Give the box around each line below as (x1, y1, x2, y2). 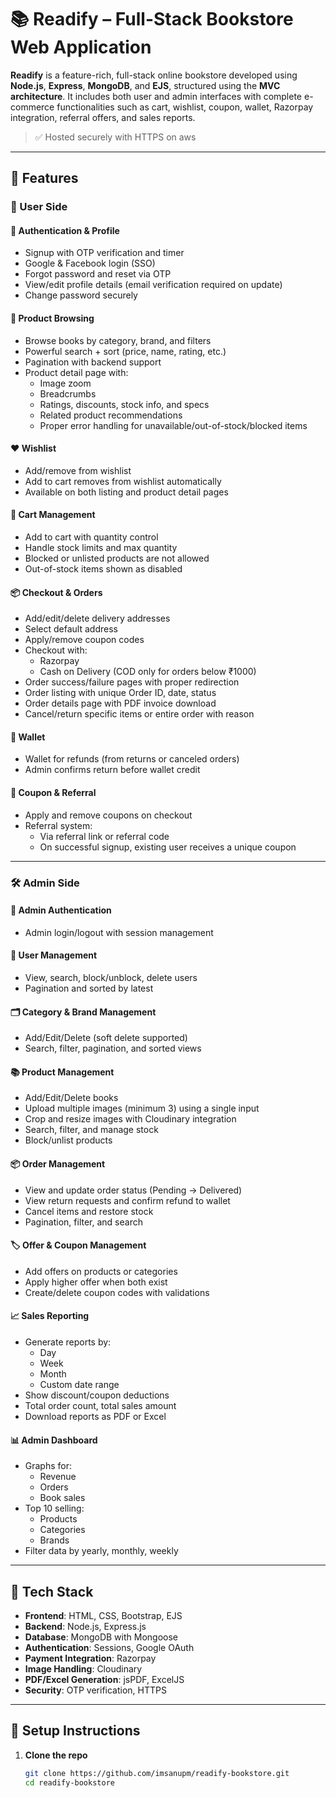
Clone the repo (24, 1749, 88, 1761)
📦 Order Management (10, 1158, 106, 1170)
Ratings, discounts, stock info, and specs (39, 398, 210, 410)
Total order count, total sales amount (24, 1400, 177, 1412)
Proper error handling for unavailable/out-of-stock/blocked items (39, 419, 308, 431)
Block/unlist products (24, 1134, 113, 1146)
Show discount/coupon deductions (24, 1389, 170, 1401)
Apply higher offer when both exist (24, 1276, 168, 1288)
